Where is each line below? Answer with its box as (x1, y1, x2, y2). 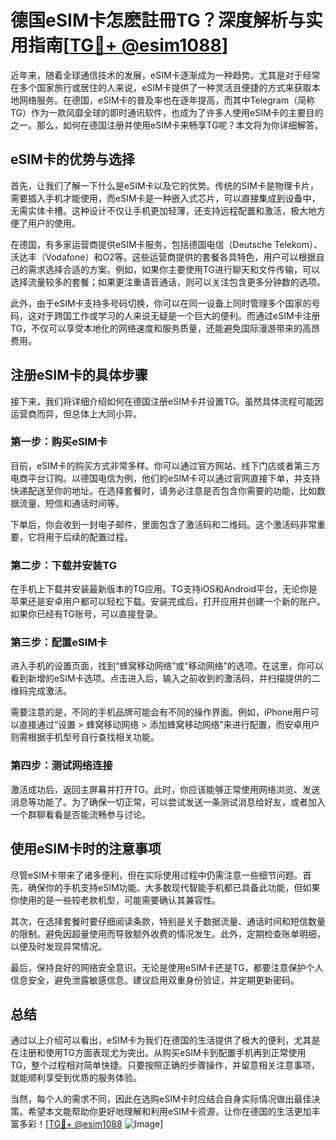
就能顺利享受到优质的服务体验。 (10, 1072, 142, 1084)
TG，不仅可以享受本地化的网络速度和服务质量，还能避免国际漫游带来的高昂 (10, 322, 321, 334)
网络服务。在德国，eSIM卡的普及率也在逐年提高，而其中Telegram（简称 (18, 94, 316, 106)
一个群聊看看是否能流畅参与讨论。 (10, 808, 151, 820)
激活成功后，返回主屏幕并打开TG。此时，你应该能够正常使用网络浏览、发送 (10, 783, 321, 795)
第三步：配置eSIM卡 (10, 636, 108, 650)
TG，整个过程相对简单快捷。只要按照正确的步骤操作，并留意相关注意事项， (10, 1059, 321, 1071)
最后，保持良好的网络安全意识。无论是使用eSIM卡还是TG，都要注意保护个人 (10, 961, 324, 973)
